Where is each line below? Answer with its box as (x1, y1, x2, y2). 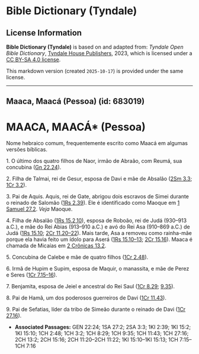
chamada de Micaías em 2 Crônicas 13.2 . (6, 242, 107, 249)
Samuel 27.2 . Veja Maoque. (6, 205, 73, 213)
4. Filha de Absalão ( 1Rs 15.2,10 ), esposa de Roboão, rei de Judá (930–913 (6, 217, 187, 224)
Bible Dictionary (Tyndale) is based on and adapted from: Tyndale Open (6, 43, 184, 50)
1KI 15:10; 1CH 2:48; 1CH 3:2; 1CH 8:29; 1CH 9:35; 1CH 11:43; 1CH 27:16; (14, 330, 189, 337)
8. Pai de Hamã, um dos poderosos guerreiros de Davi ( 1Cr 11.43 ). (6, 294, 167, 301)
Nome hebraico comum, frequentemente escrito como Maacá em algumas (6, 140, 188, 147)
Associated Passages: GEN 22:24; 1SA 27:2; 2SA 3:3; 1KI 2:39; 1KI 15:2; (14, 324, 191, 331)
